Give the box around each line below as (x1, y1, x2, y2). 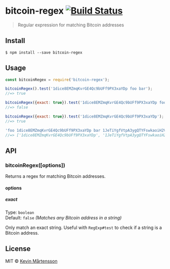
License (5, 245, 31, 253)
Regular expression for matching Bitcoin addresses (17, 22, 124, 28)
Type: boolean (5, 209, 34, 215)
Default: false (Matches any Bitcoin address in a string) (5, 214, 122, 220)
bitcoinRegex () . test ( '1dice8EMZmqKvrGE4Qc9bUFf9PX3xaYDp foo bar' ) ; (5, 86, 153, 91)
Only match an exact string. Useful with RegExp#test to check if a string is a (5, 224, 162, 230)
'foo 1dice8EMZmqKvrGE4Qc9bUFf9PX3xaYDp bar (5, 128, 101, 133)
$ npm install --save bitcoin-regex (5, 50, 82, 55)
